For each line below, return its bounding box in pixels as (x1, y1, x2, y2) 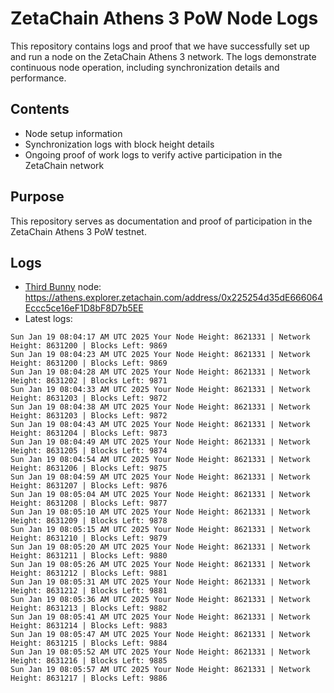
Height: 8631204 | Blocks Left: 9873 (10, 428, 168, 439)
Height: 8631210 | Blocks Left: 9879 (10, 533, 168, 544)
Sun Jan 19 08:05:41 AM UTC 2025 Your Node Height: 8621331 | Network (10, 612, 311, 622)
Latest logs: (24, 313, 73, 325)
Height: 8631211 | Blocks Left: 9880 (10, 551, 168, 561)
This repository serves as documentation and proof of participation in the (10, 215, 313, 227)
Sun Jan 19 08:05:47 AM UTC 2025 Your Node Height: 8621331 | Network (10, 630, 311, 640)
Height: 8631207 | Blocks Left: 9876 (10, 481, 168, 491)
